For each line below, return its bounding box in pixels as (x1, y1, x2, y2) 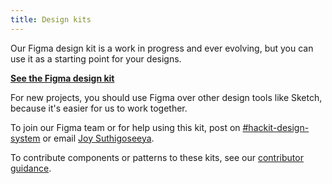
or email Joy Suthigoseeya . (42, 132, 155, 144)
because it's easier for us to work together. (10, 102, 188, 114)
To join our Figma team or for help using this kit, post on (10, 121, 241, 133)
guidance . (10, 162, 52, 174)
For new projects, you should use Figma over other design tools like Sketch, (10, 91, 323, 103)
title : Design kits (10, 14, 92, 25)
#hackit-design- (242, 121, 310, 133)
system (10, 132, 41, 144)
